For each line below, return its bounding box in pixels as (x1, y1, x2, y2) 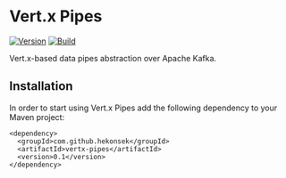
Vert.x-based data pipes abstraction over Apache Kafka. (9, 53, 217, 63)
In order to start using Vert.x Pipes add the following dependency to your (9, 102, 278, 113)
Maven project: (9, 111, 65, 122)
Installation (9, 78, 73, 94)
